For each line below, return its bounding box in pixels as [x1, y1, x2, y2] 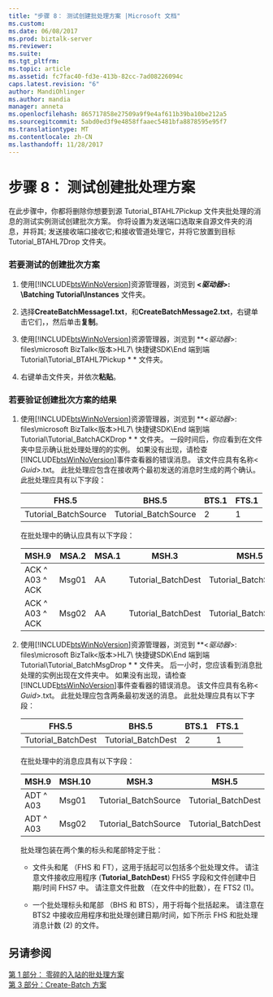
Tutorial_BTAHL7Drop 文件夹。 [8, 237, 111, 246]
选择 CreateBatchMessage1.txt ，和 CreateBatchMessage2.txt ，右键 [19, 307, 252, 316]
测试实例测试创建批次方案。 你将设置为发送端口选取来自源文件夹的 [22, 216, 245, 226]
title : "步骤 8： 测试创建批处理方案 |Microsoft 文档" [8, 11, 181, 20]
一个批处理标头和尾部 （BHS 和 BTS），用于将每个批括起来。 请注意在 [32, 900, 265, 910]
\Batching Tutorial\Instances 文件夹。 [19, 290, 150, 299]
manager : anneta [8, 102, 63, 111]
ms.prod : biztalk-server [8, 34, 93, 43]
